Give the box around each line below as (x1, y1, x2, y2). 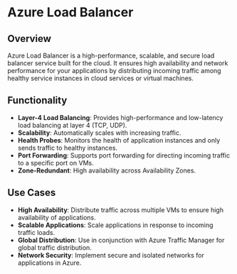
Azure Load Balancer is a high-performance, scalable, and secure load (7, 51, 215, 60)
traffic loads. (17, 228, 56, 236)
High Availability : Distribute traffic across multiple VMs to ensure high (17, 205, 224, 214)
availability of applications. (17, 213, 96, 221)
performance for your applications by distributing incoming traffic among (7, 67, 222, 75)
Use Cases (7, 187, 56, 199)
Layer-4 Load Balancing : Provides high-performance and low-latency (17, 113, 223, 121)
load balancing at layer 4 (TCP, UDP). (17, 121, 127, 129)
